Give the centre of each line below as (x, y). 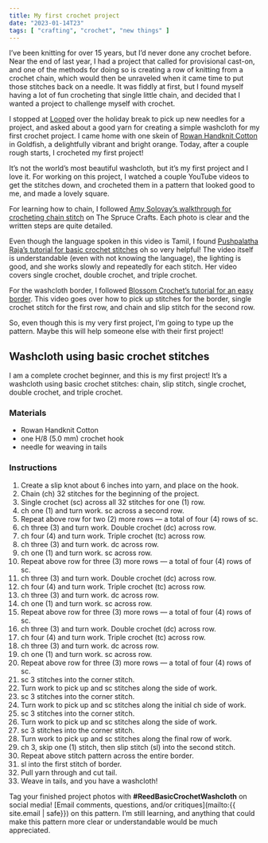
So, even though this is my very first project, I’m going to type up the (121, 323)
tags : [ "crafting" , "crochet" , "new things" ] (89, 30)
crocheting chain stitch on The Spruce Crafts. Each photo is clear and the (129, 218)
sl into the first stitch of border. (71, 763)
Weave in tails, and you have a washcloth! (89, 781)
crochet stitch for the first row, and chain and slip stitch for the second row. (132, 308)
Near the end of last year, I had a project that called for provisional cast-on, (132, 61)
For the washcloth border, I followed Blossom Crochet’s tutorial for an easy (131, 290)
